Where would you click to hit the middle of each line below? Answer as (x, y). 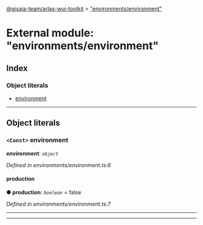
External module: (50, 33)
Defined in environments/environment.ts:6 (59, 165)
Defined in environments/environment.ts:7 (59, 204)
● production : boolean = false (44, 192)
